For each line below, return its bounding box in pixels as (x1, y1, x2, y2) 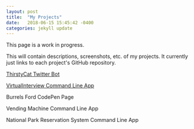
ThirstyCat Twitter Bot (6, 70, 60, 78)
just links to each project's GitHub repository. (6, 59, 117, 66)
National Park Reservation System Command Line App (6, 117, 139, 124)
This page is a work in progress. (6, 41, 85, 49)
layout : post (6, 8, 38, 15)
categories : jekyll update (6, 25, 73, 31)
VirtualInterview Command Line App (6, 82, 95, 89)
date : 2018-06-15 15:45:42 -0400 (6, 20, 94, 25)
